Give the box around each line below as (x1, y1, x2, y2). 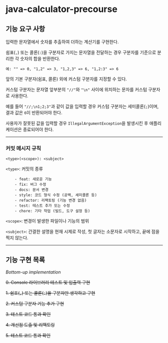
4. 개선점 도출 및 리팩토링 (5, 322, 55, 328)
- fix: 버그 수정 (14, 182, 46, 187)
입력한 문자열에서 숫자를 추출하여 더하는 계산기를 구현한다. (5, 39, 119, 44)
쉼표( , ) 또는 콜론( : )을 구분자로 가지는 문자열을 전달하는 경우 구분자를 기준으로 (5, 49, 157, 55)
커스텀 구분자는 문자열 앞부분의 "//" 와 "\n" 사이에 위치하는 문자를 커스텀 (5, 86, 148, 92)
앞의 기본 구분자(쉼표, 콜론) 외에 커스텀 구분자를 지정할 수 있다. (5, 76, 127, 82)
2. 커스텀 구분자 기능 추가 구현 (5, 301, 64, 307)
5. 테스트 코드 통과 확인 (5, 333, 51, 339)
